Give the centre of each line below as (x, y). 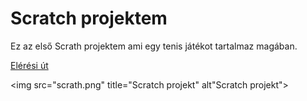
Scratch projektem (89, 18)
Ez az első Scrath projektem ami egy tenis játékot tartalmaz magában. (154, 46)
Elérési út (29, 65)
